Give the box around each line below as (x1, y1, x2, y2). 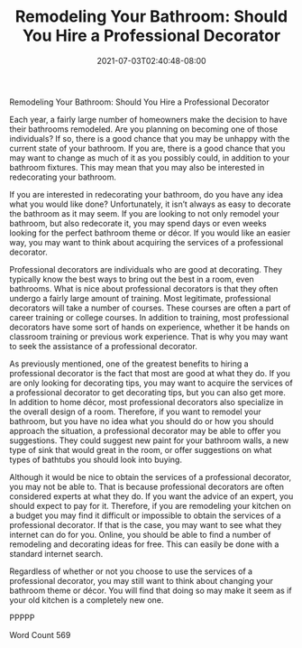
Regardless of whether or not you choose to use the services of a (9, 566, 253, 577)
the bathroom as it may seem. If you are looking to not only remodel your (9, 208, 279, 218)
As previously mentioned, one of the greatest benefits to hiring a (9, 358, 250, 369)
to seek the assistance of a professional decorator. (9, 340, 198, 351)
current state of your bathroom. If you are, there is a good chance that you (9, 143, 286, 153)
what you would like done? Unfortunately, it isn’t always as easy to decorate (9, 199, 291, 209)
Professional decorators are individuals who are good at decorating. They (9, 264, 282, 274)
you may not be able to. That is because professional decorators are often (9, 481, 285, 492)
